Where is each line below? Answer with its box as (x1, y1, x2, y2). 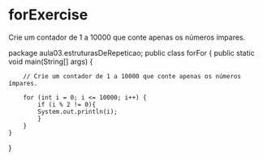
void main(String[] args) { (8, 57, 93, 66)
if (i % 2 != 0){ (37, 100, 96, 108)
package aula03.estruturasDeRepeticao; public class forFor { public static (8, 48, 255, 57)
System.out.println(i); (37, 107, 118, 116)
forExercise (8, 6, 88, 24)
